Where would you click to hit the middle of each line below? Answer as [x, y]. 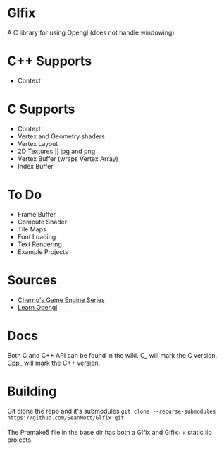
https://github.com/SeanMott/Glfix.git [66, 418]
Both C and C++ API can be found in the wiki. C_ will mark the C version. [112, 355]
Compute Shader [42, 222]
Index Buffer [36, 166]
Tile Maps [32, 229]
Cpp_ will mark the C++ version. [54, 363]
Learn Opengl [37, 307]
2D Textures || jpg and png [56, 151]
